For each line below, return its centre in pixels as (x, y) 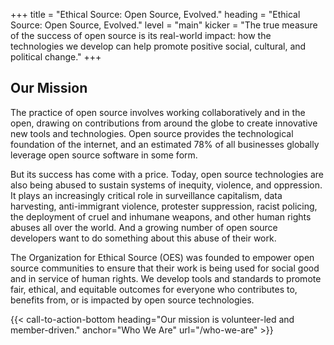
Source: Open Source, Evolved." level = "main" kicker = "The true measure (164, 25)
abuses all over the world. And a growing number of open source (144, 227)
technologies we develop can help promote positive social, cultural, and (158, 46)
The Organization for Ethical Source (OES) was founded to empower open (162, 257)
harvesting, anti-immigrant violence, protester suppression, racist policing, (164, 206)
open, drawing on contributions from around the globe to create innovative (164, 123)
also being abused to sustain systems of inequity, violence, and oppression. (166, 185)
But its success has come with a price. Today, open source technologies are (167, 174)
